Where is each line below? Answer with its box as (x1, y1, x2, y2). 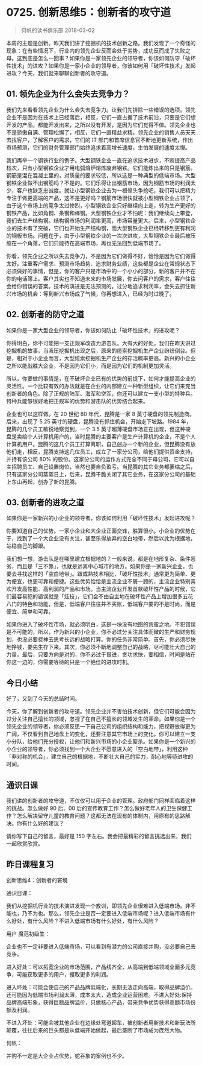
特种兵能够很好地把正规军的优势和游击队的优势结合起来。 (6, 397, 148, 405)
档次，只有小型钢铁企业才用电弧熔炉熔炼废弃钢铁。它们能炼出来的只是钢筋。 (6, 164, 196, 171)
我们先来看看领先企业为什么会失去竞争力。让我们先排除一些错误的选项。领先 (6, 106, 196, 113)
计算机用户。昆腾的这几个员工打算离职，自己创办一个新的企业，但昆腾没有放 (6, 440, 196, 447)
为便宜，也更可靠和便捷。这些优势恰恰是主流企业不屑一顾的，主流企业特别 (6, 578, 191, 585)
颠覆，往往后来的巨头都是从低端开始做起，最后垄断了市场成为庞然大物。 (6, 1026, 185, 1034)
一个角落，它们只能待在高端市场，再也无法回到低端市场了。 (16, 239, 164, 247)
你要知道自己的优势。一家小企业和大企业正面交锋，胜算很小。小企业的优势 (6, 527, 191, 534)
